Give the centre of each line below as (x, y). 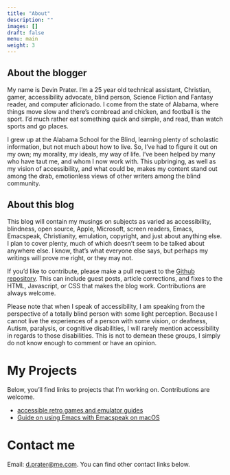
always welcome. (32, 293)
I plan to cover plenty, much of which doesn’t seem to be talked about (106, 243)
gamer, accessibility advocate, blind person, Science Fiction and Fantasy (110, 97)
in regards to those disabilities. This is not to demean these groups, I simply (114, 335)
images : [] (23, 26)
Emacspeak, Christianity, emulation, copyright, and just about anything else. (114, 236)
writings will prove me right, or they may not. (70, 257)
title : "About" (29, 13)
